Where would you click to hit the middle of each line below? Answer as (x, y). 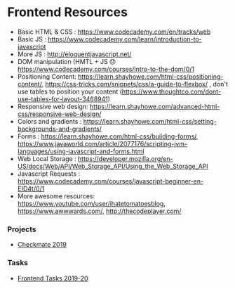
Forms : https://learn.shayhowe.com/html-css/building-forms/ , (108, 136)
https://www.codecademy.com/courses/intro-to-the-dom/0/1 (106, 69)
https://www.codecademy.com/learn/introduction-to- (125, 39)
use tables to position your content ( (70, 91)
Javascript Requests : (49, 174)
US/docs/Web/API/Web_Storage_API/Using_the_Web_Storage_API (113, 166)
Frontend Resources (68, 12)
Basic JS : (32, 39)
